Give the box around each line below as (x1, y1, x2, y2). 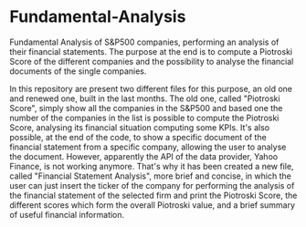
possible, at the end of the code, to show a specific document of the (9, 131, 267, 142)
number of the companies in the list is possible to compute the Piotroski (9, 112, 280, 123)
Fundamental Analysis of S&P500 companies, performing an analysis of (9, 36, 280, 47)
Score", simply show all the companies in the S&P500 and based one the (9, 102, 283, 113)
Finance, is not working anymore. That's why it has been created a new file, (9, 160, 294, 171)
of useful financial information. (9, 209, 125, 220)
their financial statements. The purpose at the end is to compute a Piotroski (9, 46, 293, 57)
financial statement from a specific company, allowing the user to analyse (9, 141, 287, 152)
